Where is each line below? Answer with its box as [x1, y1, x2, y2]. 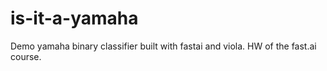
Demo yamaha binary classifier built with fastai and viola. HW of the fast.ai [10, 40, 317, 52]
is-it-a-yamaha [10, 7, 139, 30]
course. [10, 50, 42, 62]
